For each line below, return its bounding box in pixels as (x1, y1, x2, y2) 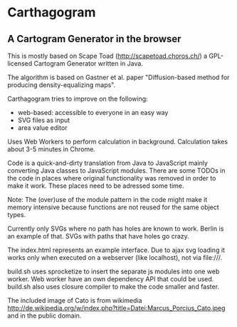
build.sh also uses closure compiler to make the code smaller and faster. (7, 283, 219, 291)
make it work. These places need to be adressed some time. (7, 181, 184, 190)
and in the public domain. (7, 311, 82, 320)
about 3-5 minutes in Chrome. (7, 145, 96, 154)
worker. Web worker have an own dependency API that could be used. (7, 275, 214, 283)
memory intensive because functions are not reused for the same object (7, 203, 219, 211)
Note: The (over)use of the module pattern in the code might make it (7, 196, 208, 203)
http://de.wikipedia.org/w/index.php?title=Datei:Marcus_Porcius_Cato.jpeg (7, 304, 226, 312)
